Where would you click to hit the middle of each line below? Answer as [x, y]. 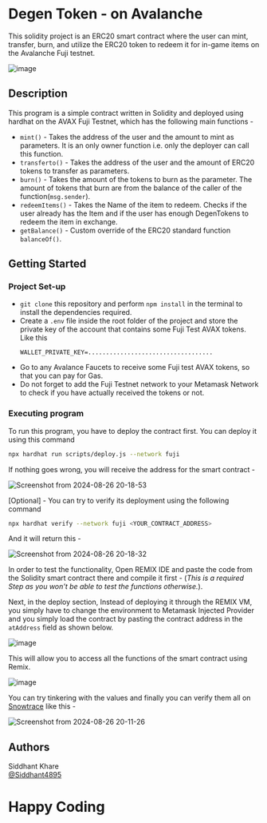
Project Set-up [37, 287]
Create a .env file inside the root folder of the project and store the [129, 321]
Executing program [46, 414]
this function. [41, 153]
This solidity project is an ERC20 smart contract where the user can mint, [128, 36]
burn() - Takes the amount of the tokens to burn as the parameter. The [136, 179]
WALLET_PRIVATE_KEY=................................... [116, 352]
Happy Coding [57, 807]
